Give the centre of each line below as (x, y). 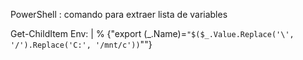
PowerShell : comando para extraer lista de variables (119, 14)
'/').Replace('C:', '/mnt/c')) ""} (81, 44)
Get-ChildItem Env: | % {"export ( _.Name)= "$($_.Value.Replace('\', (152, 33)
